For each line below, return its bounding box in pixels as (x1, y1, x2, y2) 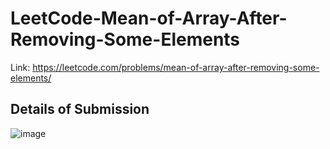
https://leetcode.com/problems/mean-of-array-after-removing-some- (32, 61, 320, 73)
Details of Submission (10, 101, 150, 118)
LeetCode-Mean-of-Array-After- (10, 7, 288, 30)
